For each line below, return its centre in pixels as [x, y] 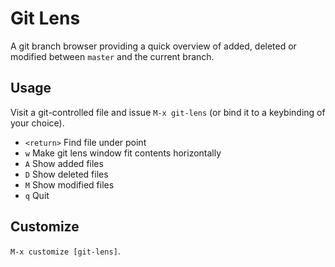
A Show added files [64, 163]
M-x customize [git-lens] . [65, 251]
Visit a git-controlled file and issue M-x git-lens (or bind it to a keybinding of [168, 112]
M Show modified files [69, 184]
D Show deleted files [66, 174]
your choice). [37, 123]
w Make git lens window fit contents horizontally [123, 153]
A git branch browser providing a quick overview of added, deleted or [153, 46]
